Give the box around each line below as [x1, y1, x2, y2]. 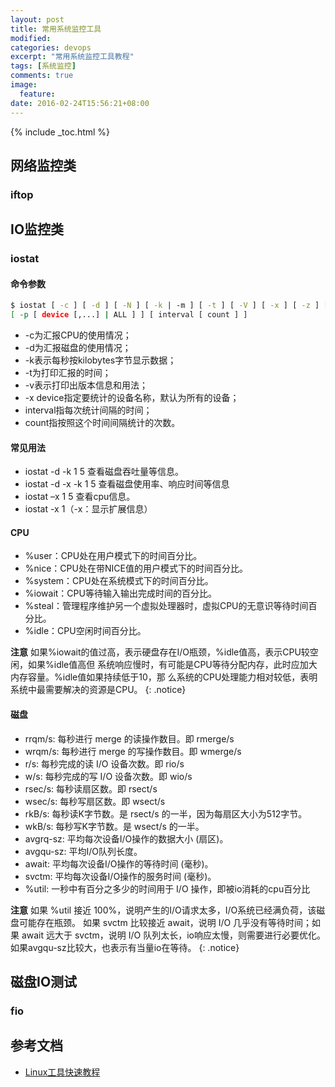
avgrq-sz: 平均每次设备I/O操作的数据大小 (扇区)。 [24, 832, 229, 845]
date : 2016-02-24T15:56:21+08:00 [10, 98, 150, 108]
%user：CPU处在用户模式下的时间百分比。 [24, 550, 203, 562]
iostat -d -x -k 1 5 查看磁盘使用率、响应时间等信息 [24, 478, 230, 490]
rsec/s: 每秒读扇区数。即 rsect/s [24, 782, 158, 795]
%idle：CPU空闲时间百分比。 [24, 625, 147, 637]
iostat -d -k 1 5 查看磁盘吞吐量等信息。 [24, 466, 184, 478]
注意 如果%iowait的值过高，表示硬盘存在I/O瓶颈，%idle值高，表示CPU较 [10, 646, 310, 658]
